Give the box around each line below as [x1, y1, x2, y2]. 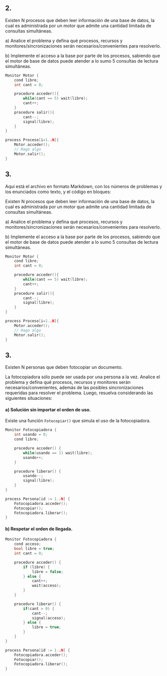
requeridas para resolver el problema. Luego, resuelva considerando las [5, 390, 154, 396]
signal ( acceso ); [31, 615, 66, 620]
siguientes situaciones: [5, 395, 52, 401]
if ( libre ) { [23, 564, 50, 569]
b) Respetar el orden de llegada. [5, 525, 73, 532]
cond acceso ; [14, 541, 41, 547]
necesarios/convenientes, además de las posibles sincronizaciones [5, 385, 144, 391]
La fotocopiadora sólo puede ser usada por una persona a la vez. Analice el [5, 374, 161, 380]
